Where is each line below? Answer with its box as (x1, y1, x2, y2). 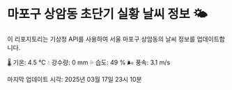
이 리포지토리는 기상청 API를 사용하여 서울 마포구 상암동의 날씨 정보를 (7, 35, 196, 43)
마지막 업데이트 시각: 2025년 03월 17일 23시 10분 (7, 75, 142, 83)
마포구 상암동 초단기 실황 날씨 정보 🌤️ (7, 6, 208, 22)
